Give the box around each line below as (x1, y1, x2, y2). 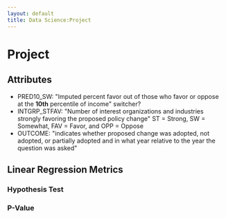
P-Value (7, 203, 35, 212)
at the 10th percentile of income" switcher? (17, 100, 141, 108)
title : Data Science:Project (7, 17, 92, 24)
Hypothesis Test (7, 184, 64, 194)
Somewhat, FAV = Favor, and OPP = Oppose (17, 122, 144, 130)
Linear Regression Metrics (7, 163, 123, 175)
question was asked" (17, 143, 78, 152)
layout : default (7, 10, 54, 17)
